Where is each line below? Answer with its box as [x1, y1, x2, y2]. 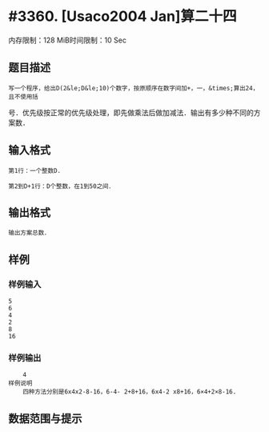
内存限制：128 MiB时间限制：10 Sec [8, 35, 126, 45]
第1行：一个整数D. [8, 166, 62, 174]
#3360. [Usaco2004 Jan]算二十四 [8, 7, 237, 26]
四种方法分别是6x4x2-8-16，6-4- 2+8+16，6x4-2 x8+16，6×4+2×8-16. [22, 388, 237, 396]
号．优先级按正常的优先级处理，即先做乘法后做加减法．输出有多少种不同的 [8, 107, 254, 117]
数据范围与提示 [8, 411, 82, 425]
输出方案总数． [8, 229, 50, 237]
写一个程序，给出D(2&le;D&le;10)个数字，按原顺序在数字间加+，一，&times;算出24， [8, 84, 259, 92]
